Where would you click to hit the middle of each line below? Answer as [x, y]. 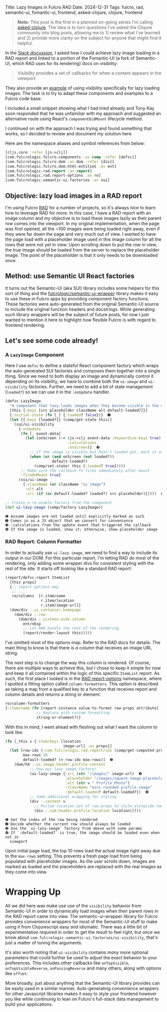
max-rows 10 [36, 755]
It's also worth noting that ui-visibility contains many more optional [77, 952]
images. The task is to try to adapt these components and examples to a [79, 93]
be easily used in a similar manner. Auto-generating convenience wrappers [82, 988]
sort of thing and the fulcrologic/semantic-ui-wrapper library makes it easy [82, 293]
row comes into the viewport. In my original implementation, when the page [83, 223]
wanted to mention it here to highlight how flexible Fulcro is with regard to [81, 320]
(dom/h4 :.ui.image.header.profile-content [60, 765]
